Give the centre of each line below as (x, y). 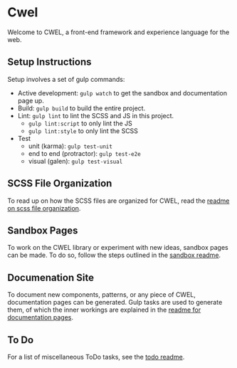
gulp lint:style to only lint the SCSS (83, 131)
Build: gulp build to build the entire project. (81, 108)
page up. (31, 100)
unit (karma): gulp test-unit (70, 146)
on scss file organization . (44, 208)
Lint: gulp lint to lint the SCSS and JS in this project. (96, 115)
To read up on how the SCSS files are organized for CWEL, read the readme (118, 201)
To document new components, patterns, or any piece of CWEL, (101, 295)
